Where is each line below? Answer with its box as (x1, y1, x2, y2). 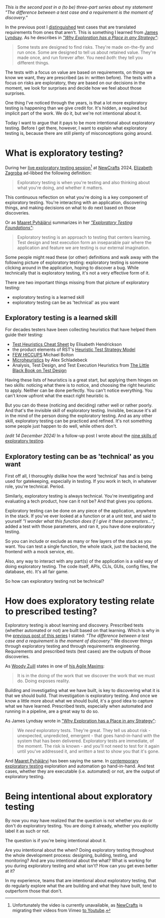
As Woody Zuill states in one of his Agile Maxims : (5, 663, 105, 669)
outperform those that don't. (5, 888, 63, 894)
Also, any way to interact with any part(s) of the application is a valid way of (5, 558, 159, 564)
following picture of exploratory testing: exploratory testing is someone (5, 259, 149, 265)
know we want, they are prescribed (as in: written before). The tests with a (5, 75, 156, 80)
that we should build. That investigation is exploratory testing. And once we (5, 693, 158, 698)
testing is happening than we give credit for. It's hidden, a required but (5, 105, 147, 111)
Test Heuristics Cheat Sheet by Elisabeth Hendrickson (12, 342, 122, 348)
